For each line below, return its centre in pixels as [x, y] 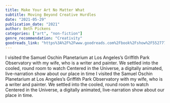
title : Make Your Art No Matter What [45, 10]
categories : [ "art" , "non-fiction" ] [44, 33]
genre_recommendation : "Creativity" [44, 39]
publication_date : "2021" [32, 24]
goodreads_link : [22, 43]
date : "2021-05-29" [26, 19]
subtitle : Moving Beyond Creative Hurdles [51, 15]
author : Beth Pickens [28, 29]
